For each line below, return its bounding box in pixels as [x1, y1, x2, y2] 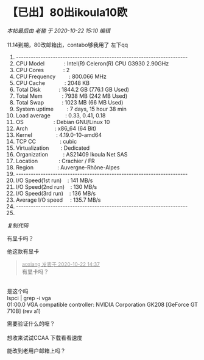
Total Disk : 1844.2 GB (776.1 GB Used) [15, 86, 130, 93]
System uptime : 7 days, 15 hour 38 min [15, 105, 127, 112]
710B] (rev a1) [7, 307, 41, 315]
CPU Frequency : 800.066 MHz [15, 73, 107, 80]
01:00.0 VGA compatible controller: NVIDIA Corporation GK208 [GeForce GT [7, 301, 199, 308]
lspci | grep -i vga [7, 294, 51, 301]
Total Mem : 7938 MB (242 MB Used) [15, 92, 127, 100]
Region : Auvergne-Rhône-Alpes [15, 163, 120, 171]
